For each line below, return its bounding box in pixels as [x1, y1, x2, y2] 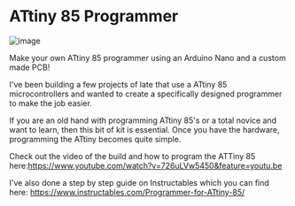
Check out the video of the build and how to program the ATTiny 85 [9, 150, 256, 161]
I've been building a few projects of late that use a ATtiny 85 [9, 79, 228, 89]
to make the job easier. [9, 97, 93, 108]
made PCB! [9, 62, 50, 72]
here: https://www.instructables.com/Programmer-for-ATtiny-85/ [9, 187, 245, 197]
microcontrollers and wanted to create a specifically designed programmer [9, 88, 283, 99]
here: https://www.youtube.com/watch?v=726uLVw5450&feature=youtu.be [9, 160, 283, 171]
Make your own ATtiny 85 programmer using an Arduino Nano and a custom [9, 52, 286, 63]
